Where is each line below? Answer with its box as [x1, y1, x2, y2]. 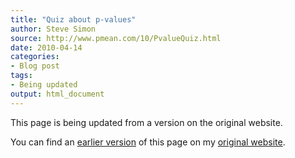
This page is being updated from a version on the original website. [10, 116, 283, 128]
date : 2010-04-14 [10, 42, 83, 53]
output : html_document [10, 89, 105, 99]
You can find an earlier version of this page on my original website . [10, 136, 286, 148]
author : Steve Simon [10, 24, 97, 34]
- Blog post [10, 61, 60, 71]
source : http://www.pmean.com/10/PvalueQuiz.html [10, 33, 222, 43]
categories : [10, 52, 60, 62]
